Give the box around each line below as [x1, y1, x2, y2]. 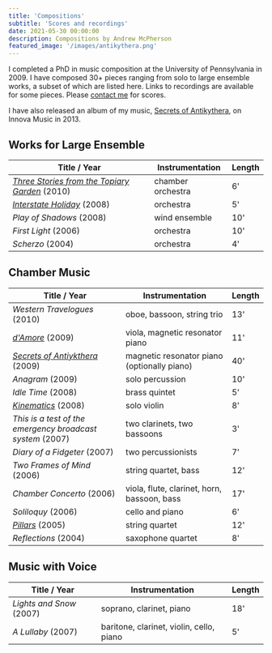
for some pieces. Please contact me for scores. [8, 90, 166, 100]
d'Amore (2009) [12, 331, 74, 343]
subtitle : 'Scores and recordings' [8, 19, 129, 28]
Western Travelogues [12, 303, 95, 314]
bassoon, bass [125, 493, 181, 504]
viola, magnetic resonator [125, 326, 223, 338]
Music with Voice [8, 560, 97, 574]
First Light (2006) [12, 224, 81, 236]
